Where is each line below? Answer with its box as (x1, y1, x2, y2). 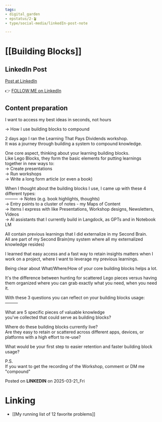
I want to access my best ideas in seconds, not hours (5, 117, 112, 123)
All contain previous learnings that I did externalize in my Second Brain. (5, 231, 147, 237)
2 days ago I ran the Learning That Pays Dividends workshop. (5, 136, 129, 142)
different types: (5, 191, 36, 197)
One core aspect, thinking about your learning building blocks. (5, 150, 130, 156)
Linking (5, 395, 35, 406)
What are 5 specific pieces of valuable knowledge (5, 310, 105, 315)
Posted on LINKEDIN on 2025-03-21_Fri (5, 378, 85, 384)
